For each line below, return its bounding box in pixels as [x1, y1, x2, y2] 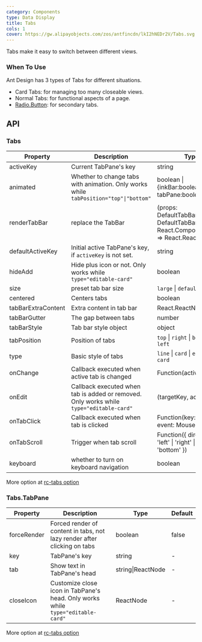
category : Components [6, 8, 61, 15]
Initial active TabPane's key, [71, 243, 149, 252]
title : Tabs [6, 20, 36, 26]
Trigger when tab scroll [71, 438, 137, 447]
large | [157, 284, 176, 293]
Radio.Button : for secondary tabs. [14, 101, 99, 109]
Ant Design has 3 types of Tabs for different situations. [6, 77, 142, 84]
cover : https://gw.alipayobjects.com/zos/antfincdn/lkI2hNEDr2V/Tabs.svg [6, 31, 195, 37]
